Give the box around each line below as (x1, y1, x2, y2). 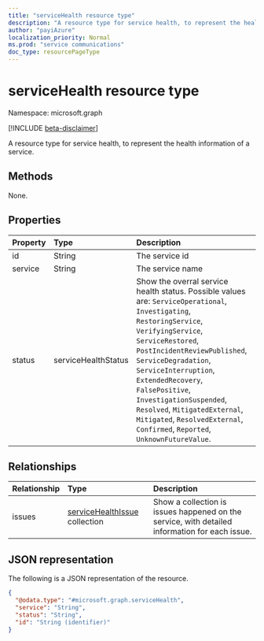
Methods (8, 170, 53, 183)
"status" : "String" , (15, 611, 82, 619)
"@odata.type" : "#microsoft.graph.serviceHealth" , (15, 596, 185, 605)
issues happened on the (152, 506, 242, 517)
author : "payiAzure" (8, 26, 76, 34)
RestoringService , (136, 315, 203, 326)
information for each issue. (152, 526, 252, 537)
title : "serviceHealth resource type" (8, 11, 135, 20)
